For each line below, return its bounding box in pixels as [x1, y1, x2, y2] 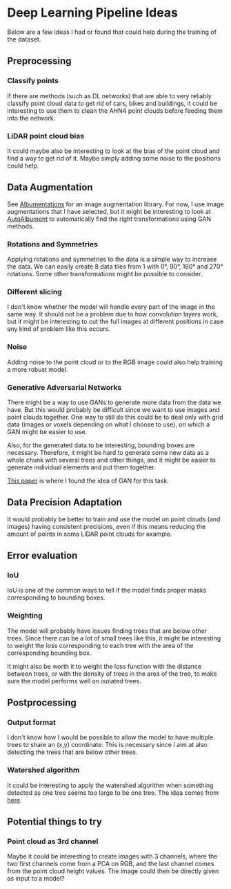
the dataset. [7, 35, 41, 43]
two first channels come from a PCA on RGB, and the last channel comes [7, 860, 214, 868]
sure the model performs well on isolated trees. [7, 676, 141, 685]
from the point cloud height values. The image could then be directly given [7, 867, 219, 875]
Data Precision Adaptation [7, 496, 123, 508]
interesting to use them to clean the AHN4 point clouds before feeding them [7, 106, 223, 115]
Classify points [7, 76, 59, 86]
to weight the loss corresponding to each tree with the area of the [7, 641, 194, 649]
